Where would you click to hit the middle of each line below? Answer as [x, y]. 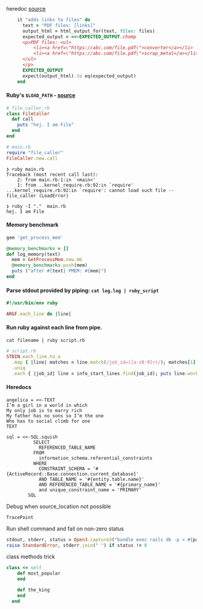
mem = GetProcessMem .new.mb [47, 260]
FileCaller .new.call [32, 158]
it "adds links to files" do [54, 20]
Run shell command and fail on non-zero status [65, 529]
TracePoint [20, 517]
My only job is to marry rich [44, 410]
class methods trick [31, 557]
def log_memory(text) [34, 254]
